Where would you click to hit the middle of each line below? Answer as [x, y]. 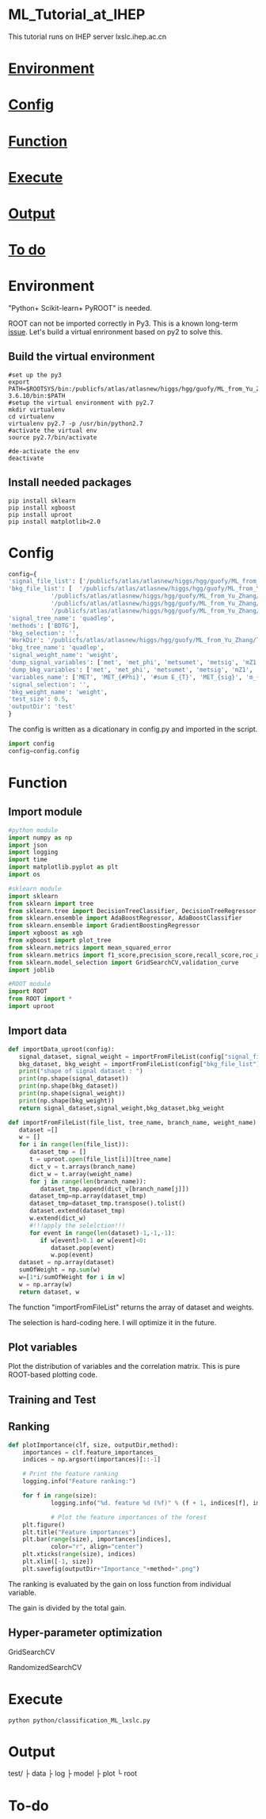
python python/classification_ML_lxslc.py [79, 1720]
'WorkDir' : [26, 640]
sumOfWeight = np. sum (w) [60, 1270]
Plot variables [43, 1348]
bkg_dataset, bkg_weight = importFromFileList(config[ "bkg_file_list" [138, 1064]
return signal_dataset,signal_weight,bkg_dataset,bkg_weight [122, 1108]
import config [32, 744]
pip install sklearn [42, 501]
